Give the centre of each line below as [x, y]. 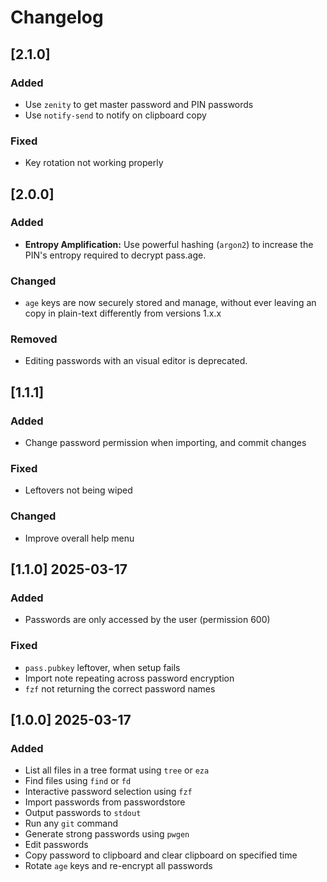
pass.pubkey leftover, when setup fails [102, 667]
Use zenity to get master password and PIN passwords [139, 104]
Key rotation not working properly [94, 163]
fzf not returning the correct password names [120, 688]
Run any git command [71, 823]
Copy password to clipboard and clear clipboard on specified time [161, 855]
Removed [34, 339]
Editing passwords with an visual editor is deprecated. [136, 361]
